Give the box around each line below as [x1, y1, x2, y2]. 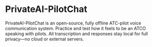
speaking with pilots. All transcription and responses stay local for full [5, 30, 148, 36]
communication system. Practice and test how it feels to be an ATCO [5, 25, 146, 31]
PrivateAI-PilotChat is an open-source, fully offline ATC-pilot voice [5, 20, 141, 26]
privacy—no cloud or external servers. [5, 36, 84, 42]
